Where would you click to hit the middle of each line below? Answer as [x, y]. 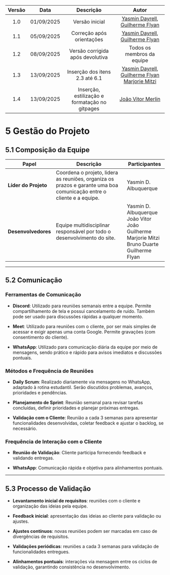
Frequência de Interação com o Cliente [54, 442]
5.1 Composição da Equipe [48, 150]
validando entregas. [33, 458]
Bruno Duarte [143, 244]
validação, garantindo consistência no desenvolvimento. [71, 567]
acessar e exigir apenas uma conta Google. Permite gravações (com [84, 332]
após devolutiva [89, 57]
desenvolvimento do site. [86, 238]
